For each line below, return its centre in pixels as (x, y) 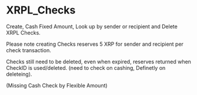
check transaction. (29, 50)
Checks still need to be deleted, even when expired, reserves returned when (98, 62)
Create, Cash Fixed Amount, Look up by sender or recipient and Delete (92, 26)
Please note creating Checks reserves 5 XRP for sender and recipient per (95, 44)
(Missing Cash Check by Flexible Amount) (57, 85)
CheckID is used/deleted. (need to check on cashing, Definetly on (86, 67)
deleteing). (19, 74)
